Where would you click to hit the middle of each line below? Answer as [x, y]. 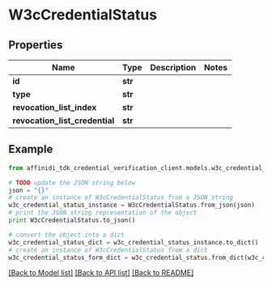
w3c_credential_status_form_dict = [68, 257]
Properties [36, 45]
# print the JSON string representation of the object [103, 213]
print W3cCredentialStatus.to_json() [72, 220]
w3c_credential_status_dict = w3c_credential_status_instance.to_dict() [134, 242]
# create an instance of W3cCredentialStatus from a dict [108, 250]
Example [31, 149]
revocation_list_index [55, 107]
